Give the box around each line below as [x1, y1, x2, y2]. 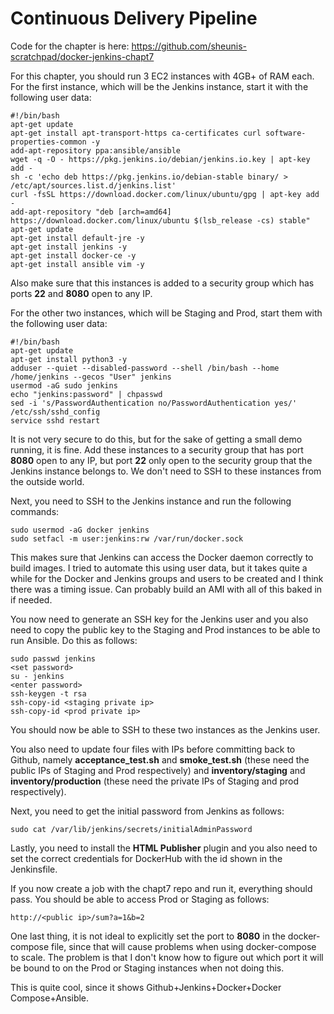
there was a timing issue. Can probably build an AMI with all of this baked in [10, 583, 323, 595]
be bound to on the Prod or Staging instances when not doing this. [10, 962, 285, 974]
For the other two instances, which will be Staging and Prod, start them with [10, 307, 323, 319]
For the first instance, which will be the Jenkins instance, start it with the [10, 80, 309, 92]
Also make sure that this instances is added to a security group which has [10, 277, 315, 289]
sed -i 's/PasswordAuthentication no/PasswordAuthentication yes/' [10, 398, 298, 408]
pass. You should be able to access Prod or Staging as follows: [10, 893, 270, 905]
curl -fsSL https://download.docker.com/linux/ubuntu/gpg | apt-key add [10, 189, 320, 199]
